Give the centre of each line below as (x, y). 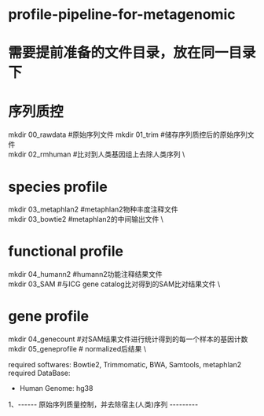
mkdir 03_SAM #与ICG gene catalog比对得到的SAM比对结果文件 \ (114, 284)
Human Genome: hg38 (56, 388)
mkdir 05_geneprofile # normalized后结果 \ (77, 349)
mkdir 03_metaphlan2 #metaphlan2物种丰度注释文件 (93, 209)
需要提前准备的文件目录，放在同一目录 (132, 53)
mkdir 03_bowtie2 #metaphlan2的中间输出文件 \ (86, 219)
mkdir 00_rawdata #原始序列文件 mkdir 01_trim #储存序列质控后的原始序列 (128, 134)
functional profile (66, 251)
